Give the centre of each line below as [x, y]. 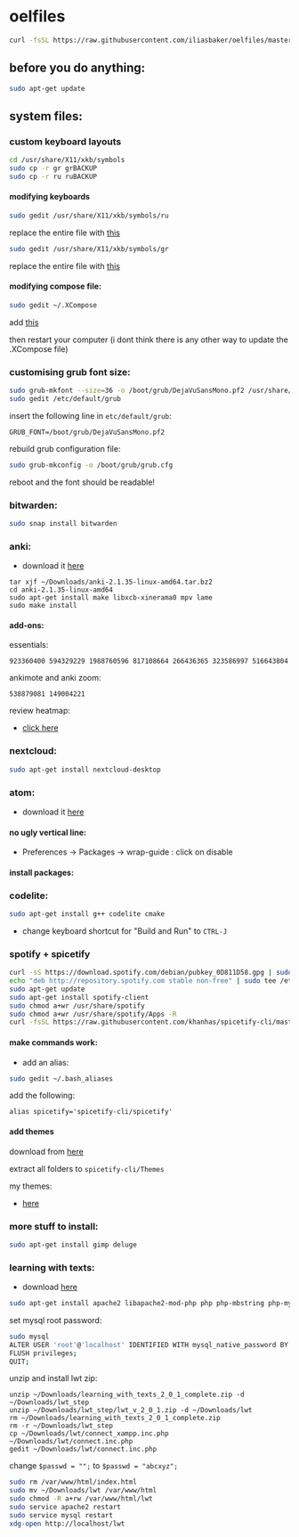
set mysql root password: [56, 1320]
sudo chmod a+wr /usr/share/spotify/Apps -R [93, 1014]
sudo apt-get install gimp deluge [73, 1245]
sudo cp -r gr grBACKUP [53, 168]
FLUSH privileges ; [43, 1353]
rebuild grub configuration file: [65, 448]
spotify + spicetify [50, 953]
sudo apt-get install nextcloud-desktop [85, 769]
